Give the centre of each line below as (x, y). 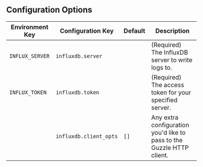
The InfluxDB (169, 52)
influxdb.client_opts (87, 136)
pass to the (167, 140)
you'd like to (168, 133)
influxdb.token (78, 92)
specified (164, 100)
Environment (30, 27)
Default (134, 31)
